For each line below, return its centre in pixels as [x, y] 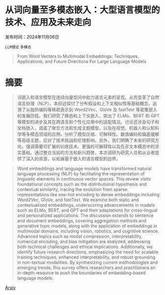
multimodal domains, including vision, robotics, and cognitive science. [88, 231]
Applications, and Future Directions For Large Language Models [82, 61]
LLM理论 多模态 [18, 47]
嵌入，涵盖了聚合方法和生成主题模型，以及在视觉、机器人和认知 [90, 128]
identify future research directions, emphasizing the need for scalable [88, 252]
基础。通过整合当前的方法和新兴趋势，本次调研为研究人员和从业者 [88, 152]
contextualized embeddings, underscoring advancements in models [86, 205]
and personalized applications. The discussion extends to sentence [85, 215]
